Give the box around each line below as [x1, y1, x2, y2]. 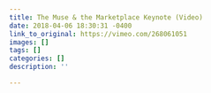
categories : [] [9, 54, 65, 63]
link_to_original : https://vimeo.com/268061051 [9, 29, 188, 38]
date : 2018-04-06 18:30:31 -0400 [9, 21, 132, 30]
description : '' [9, 63, 69, 72]
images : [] [9, 37, 49, 47]
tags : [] [9, 46, 41, 55]
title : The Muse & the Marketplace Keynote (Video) [9, 12, 203, 22]
